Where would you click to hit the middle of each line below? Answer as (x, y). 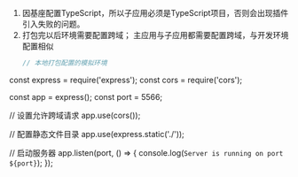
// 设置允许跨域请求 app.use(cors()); (75, 115)
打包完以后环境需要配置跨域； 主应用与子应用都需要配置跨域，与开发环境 (155, 35)
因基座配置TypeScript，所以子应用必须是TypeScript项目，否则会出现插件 (155, 13)
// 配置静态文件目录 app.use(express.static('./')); (97, 134)
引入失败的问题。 (53, 24)
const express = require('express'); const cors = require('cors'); (126, 80)
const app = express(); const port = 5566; (86, 96)
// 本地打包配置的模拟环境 (65, 63)
